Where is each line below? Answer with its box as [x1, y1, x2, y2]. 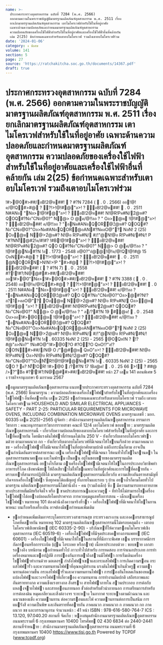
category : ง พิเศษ [5, 43, 39, 48]
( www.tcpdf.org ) [12, 634, 46, 640]
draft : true [5, 66, 30, 71]
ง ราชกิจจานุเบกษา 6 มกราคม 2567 [5, 374, 64, 380]
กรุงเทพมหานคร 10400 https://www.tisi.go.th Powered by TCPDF [12, 629, 136, 635]
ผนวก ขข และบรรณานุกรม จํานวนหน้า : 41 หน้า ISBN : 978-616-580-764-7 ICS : [12, 607, 155, 613]
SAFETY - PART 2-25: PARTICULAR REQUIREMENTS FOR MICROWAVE [5, 406, 148, 412]
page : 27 [5, 57, 23, 62]
